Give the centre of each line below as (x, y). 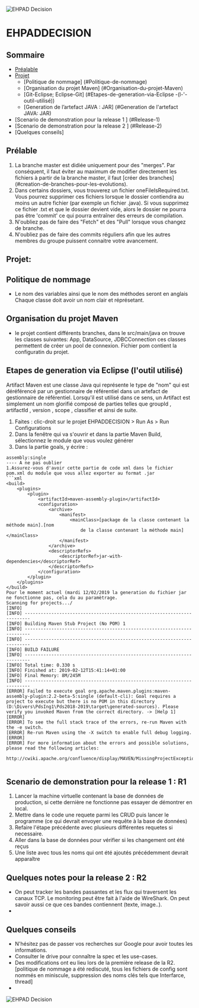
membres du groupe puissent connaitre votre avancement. (86, 241)
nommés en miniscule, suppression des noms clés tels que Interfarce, (100, 975)
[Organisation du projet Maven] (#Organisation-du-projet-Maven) (103, 88)
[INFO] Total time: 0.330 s (41, 665)
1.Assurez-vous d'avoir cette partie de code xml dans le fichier (90, 468)
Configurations (33, 428)
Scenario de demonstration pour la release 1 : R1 (96, 782)
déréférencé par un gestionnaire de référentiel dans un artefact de (87, 391)
